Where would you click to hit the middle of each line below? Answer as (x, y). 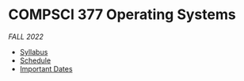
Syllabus (34, 52)
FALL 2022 (26, 37)
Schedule (35, 60)
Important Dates (46, 68)
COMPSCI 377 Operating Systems (122, 15)
